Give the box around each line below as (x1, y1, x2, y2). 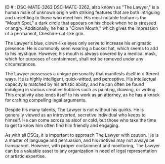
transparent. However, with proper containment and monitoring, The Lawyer (5, 143, 160, 148)
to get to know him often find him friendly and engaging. (5, 122, 120, 128)
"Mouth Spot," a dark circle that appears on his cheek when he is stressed (5, 20, 157, 26)
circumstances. (5, 61, 37, 67)
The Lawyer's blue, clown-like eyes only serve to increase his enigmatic (5, 40, 152, 46)
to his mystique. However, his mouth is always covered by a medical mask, (5, 51, 157, 56)
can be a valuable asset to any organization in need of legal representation (5, 148, 157, 154)
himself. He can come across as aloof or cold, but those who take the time (5, 117, 157, 123)
